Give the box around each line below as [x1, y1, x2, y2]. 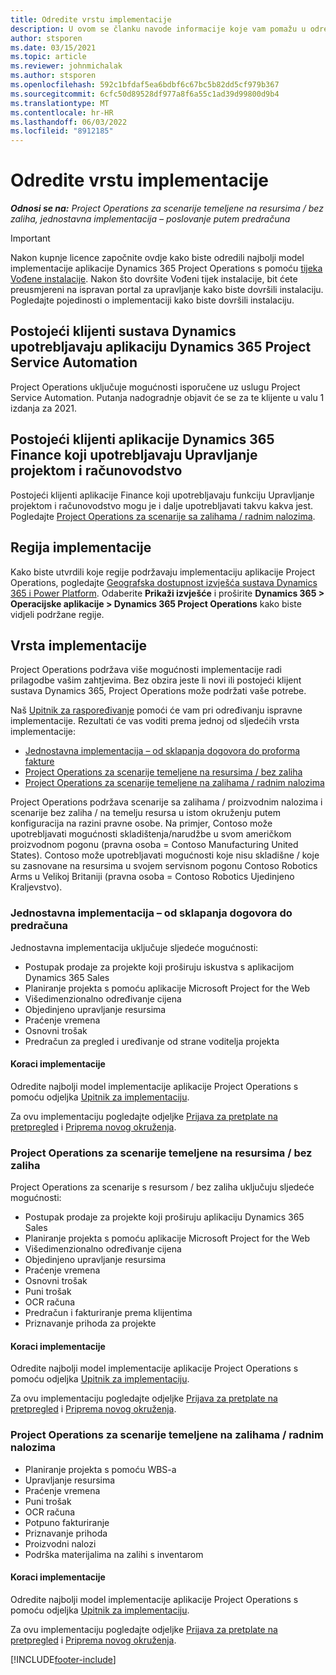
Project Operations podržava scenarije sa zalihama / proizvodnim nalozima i [10, 796, 323, 808]
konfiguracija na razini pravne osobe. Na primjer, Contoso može [10, 817, 273, 830]
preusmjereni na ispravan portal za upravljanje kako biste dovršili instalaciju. [10, 284, 324, 296]
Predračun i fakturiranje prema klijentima [24, 1307, 193, 1319]
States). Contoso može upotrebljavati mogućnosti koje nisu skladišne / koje [10, 849, 320, 861]
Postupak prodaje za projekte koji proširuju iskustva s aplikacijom [24, 961, 295, 973]
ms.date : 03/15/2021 [10, 42, 97, 53]
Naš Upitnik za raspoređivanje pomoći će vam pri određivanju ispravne [10, 704, 303, 716]
